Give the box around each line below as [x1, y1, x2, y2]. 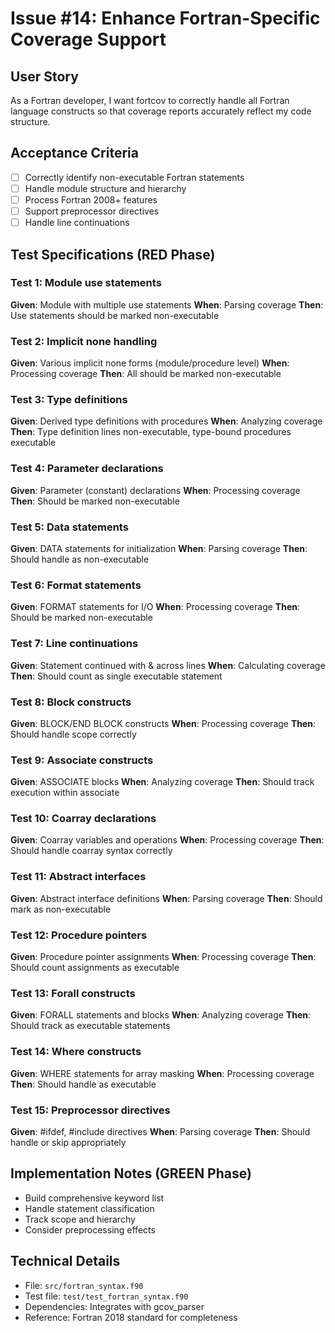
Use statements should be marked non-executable [10, 309, 220, 321]
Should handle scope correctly [10, 728, 137, 740]
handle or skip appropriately [10, 1136, 127, 1148]
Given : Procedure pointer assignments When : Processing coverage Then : [10, 951, 317, 963]
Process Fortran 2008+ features [24, 193, 158, 206]
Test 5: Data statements [10, 520, 129, 534]
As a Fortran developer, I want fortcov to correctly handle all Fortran [10, 95, 290, 106]
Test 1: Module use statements [10, 276, 162, 290]
